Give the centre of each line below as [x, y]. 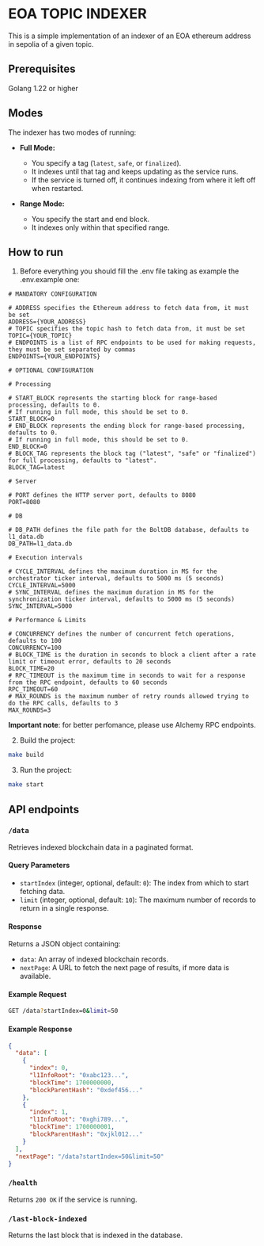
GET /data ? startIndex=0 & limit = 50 [63, 1011]
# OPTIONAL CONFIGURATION [51, 371]
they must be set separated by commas [72, 350]
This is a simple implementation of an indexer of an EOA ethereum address [130, 36]
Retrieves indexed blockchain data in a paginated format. [101, 847]
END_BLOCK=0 [28, 447]
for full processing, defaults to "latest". [83, 461]
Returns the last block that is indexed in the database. [96, 1235]
